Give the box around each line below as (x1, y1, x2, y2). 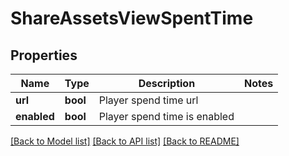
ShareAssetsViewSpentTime (10, 7, 254, 30)
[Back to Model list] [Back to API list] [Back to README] (10, 135, 240, 147)
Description (138, 77, 196, 90)
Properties (10, 47, 78, 64)
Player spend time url (98, 93, 199, 107)
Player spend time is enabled (98, 110, 235, 123)
